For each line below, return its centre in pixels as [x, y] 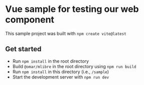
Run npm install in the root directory [51, 61]
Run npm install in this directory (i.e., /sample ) [61, 72]
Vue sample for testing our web [72, 9]
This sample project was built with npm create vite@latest [66, 33]
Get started [23, 49]
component [30, 20]
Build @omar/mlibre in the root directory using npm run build [74, 66]
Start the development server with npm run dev [61, 77]
